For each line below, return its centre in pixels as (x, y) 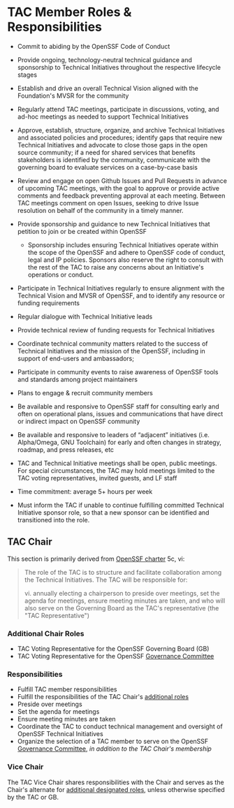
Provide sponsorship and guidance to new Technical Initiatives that (114, 223)
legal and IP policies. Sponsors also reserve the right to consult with (125, 260)
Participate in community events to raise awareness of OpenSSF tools (118, 372)
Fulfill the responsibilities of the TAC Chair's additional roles (103, 697)
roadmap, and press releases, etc (65, 449)
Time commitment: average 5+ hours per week (85, 491)
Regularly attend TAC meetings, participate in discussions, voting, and (118, 109)
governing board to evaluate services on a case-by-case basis (107, 167)
